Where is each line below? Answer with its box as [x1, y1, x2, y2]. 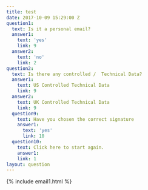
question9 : [12, 110, 39, 117]
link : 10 [22, 133, 45, 140]
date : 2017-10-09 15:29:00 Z [6, 15, 80, 21]
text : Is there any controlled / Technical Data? [12, 71, 143, 77]
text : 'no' [17, 54, 45, 60]
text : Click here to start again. [17, 144, 104, 151]
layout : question [6, 161, 50, 168]
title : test [6, 8, 36, 15]
